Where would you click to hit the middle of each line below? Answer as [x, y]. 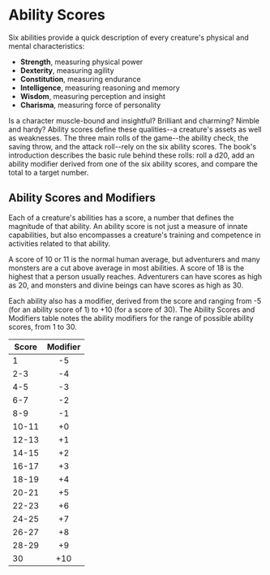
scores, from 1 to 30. [43, 326]
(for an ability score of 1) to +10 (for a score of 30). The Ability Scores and [132, 309]
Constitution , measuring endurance [80, 79]
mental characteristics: [47, 45]
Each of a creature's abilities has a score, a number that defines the [121, 218]
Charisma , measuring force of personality [90, 105]
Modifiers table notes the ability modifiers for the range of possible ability [131, 318]
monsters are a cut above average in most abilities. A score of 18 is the [126, 268]
